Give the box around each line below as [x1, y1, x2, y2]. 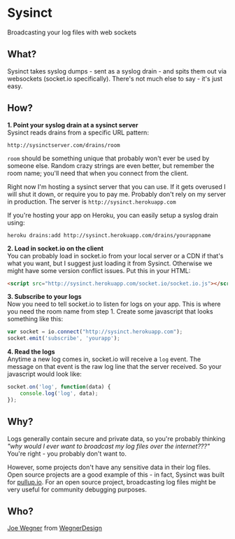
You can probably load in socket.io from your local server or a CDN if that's [7, 251, 224, 260]
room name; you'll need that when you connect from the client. [7, 169, 189, 177]
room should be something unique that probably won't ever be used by [7, 154, 210, 162]
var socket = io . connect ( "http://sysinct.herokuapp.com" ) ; [7, 328, 183, 335]
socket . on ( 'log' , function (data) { [7, 384, 111, 391]
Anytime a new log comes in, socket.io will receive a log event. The [7, 355, 201, 363]
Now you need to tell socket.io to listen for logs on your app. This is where [7, 300, 221, 309]
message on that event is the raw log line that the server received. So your [7, 363, 222, 371]
